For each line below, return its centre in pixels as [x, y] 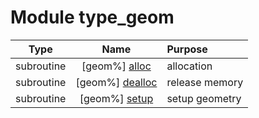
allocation [189, 66]
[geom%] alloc [116, 66]
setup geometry [204, 98]
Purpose [187, 49]
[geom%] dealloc [116, 82]
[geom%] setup [116, 98]
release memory [205, 82]
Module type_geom [92, 17]
